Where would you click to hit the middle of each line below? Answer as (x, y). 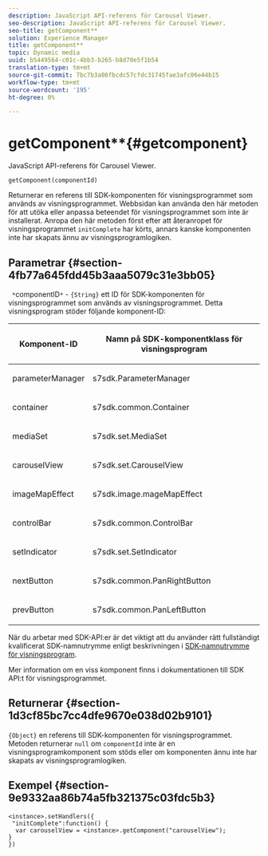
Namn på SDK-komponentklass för (174, 339)
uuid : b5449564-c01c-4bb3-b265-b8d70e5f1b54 (83, 61)
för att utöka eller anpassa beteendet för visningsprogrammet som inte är (128, 212)
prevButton (33, 609)
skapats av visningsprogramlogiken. (67, 760)
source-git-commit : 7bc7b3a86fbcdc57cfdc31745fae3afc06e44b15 (114, 75)
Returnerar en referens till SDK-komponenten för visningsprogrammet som (130, 195)
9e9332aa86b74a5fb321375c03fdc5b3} (112, 798)
